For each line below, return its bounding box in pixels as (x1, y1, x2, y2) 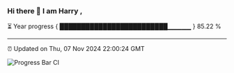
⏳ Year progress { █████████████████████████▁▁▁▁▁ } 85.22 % (7, 22, 221, 30)
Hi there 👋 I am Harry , (7, 6, 83, 16)
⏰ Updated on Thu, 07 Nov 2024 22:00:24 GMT (7, 45, 145, 53)
